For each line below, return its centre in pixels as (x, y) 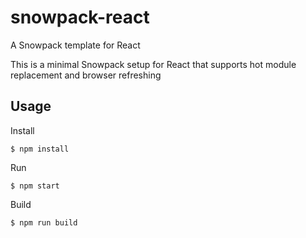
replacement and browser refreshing (86, 75)
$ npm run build (44, 222)
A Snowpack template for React (75, 45)
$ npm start (35, 186)
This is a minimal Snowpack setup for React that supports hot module (153, 64)
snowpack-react (80, 17)
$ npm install (40, 149)
